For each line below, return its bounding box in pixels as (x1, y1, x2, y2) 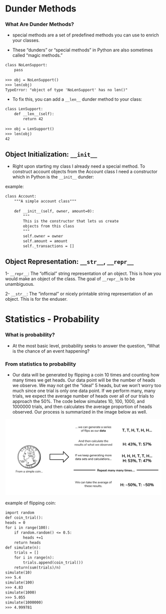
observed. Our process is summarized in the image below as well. (12, 409, 148, 414)
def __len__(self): (14, 112, 55, 117)
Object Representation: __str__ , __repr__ (5, 257, 134, 266)
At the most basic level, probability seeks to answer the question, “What (12, 343, 160, 349)
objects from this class (23, 224, 75, 229)
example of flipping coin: (5, 500, 56, 506)
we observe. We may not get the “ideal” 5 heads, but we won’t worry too (12, 382, 162, 388)
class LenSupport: (5, 107, 43, 112)
